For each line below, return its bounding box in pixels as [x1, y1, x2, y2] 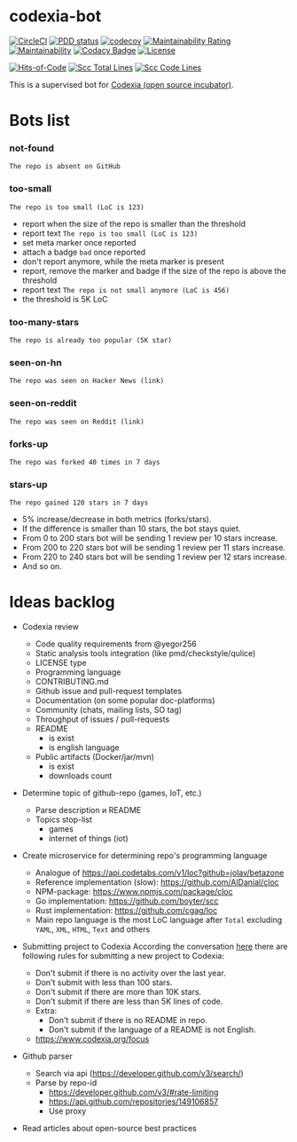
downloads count [48, 770, 113, 781]
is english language [48, 742, 120, 753]
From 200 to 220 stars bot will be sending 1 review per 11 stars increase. [21, 543, 286, 553]
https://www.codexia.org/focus [35, 1034, 150, 1044]
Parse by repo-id [35, 1077, 98, 1088]
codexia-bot [9, 6, 102, 27]
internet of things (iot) [48, 833, 129, 844]
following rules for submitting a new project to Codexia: [21, 950, 224, 961]
